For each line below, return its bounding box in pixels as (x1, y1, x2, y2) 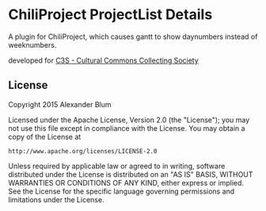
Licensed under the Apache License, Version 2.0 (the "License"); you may (8, 115, 250, 125)
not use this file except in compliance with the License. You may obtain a (8, 123, 245, 132)
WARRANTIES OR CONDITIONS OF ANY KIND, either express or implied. (8, 178, 244, 187)
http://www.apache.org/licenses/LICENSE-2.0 (8, 147, 158, 155)
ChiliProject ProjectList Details (8, 6, 213, 24)
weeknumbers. (8, 40, 57, 49)
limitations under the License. (8, 194, 104, 204)
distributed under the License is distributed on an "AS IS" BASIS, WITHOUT (8, 169, 253, 179)
